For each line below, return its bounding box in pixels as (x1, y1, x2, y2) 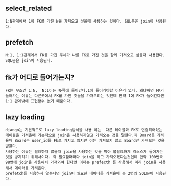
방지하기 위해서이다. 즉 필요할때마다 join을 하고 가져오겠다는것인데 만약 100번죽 (14, 155, 163, 160)
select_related (5, 4, 52, 13)
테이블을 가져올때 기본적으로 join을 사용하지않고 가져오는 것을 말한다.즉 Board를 (5, 133, 155, 138)
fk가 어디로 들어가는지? (5, 73, 75, 82)
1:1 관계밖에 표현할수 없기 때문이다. (5, 99, 73, 104)
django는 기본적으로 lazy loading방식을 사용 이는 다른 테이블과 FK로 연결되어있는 (5, 128, 163, 133)
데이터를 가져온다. (14, 166, 47, 171)
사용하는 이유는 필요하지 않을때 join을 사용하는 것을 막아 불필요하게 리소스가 (5, 149, 147, 154)
